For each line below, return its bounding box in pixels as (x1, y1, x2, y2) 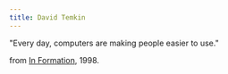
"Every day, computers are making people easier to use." (9, 37, 219, 48)
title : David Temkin (9, 12, 87, 22)
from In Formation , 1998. (9, 54, 100, 65)
